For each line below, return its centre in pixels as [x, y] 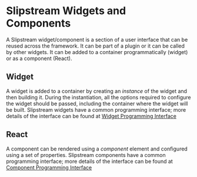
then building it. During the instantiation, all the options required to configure [98, 97]
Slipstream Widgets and [66, 11]
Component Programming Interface [49, 167]
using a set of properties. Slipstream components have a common [86, 155]
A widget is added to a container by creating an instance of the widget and [96, 91]
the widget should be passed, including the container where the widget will [97, 103]
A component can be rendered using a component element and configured [97, 149]
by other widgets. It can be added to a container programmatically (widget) [97, 52]
